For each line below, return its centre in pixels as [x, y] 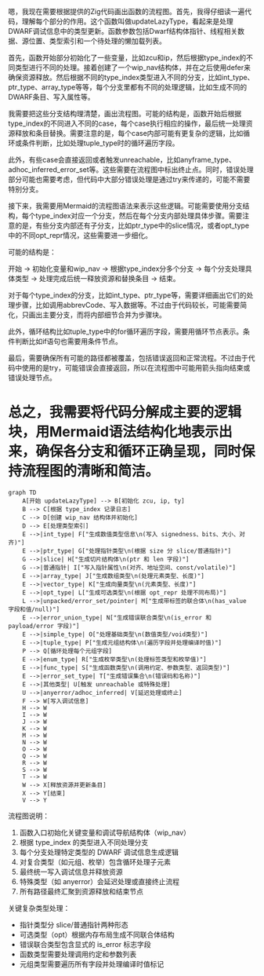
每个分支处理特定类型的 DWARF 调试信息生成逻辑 [99, 852]
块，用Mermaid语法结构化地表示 [114, 432]
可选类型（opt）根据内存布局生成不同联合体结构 [97, 934]
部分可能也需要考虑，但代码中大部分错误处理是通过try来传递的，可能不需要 [129, 179]
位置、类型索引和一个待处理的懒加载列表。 [97, 41]
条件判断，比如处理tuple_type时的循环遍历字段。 [100, 143]
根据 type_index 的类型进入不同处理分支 [84, 842]
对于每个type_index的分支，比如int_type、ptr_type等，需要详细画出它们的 [127, 295]
